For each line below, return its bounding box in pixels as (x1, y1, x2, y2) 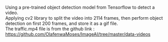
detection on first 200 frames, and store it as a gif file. (5, 20, 118, 26)
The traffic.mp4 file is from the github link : (5, 26, 95, 32)
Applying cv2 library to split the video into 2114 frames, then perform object (5, 15, 163, 21)
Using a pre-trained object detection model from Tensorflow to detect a (5, 5, 155, 10)
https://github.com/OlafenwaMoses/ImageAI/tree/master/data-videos (5, 31, 151, 37)
